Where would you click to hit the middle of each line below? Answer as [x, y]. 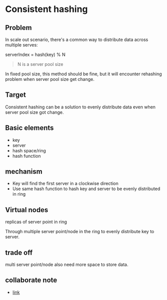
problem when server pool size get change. [50, 79]
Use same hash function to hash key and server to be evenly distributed [86, 189]
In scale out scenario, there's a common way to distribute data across [77, 39]
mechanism [24, 171]
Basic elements [29, 128]
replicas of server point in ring [36, 222]
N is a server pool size [40, 64]
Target [16, 95]
